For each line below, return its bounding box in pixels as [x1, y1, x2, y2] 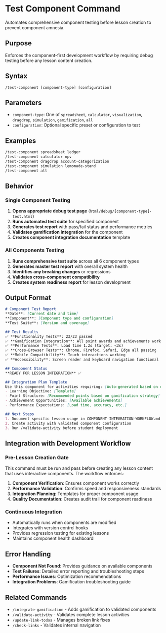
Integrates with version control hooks [12, 525, 88, 531]
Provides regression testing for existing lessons [12, 530, 109, 536]
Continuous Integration [5, 508, 62, 515]
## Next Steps [5, 411, 35, 417]
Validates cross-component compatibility [12, 274, 100, 280]
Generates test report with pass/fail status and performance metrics [12, 224, 153, 230]
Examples [5, 136, 36, 145]
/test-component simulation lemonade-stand [5, 163, 96, 169]
